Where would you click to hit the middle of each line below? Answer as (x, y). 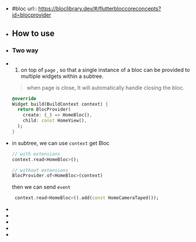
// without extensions (40, 170)
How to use (33, 34)
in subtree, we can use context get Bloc (61, 143)
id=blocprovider (32, 15)
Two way (25, 51)
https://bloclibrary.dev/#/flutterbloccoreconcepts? (100, 9)
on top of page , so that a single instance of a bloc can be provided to (105, 70)
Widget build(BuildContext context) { (60, 104)
